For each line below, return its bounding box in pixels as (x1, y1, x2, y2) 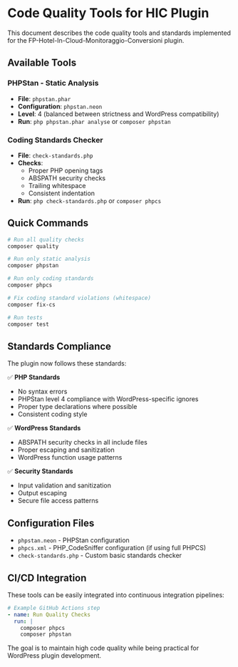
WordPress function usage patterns (17, 453, 123, 462)
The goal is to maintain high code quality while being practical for (7, 643, 200, 653)
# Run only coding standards (7, 275, 94, 282)
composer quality (7, 242, 59, 250)
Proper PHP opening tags (28, 166, 103, 175)
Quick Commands (7, 217, 89, 229)
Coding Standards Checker (7, 135, 103, 145)
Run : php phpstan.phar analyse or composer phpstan (17, 117, 171, 125)
